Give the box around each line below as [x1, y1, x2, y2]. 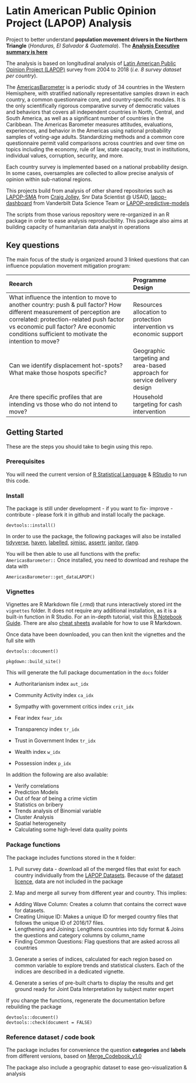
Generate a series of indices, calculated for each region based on [14, 955, 172, 962]
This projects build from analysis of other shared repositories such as [6, 187, 173, 194]
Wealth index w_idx [14, 749, 61, 756]
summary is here [6, 48, 48, 55]
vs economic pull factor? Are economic [9, 322, 117, 330]
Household [133, 392, 163, 401]
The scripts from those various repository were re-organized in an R [6, 211, 170, 218]
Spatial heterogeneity [14, 820, 66, 827]
